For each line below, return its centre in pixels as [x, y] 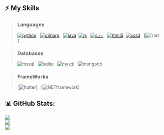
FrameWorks [33, 77]
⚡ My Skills [22, 8]
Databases [30, 53]
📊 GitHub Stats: [30, 103]
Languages [31, 25]
